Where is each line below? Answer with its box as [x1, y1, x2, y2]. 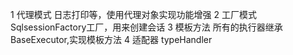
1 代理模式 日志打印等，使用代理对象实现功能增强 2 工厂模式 [10, 9, 257, 20]
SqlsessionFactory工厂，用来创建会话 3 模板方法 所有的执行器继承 [10, 21, 283, 33]
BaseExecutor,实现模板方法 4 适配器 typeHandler [10, 34, 213, 45]
